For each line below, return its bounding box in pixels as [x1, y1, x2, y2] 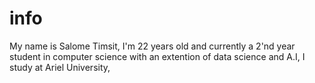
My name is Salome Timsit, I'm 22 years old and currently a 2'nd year [9, 40, 296, 52]
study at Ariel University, [9, 61, 111, 73]
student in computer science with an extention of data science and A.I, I [9, 50, 306, 62]
